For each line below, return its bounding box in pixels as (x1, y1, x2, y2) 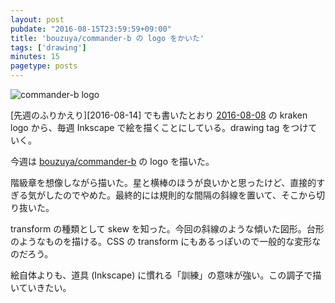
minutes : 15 (10, 52, 60, 62)
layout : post (10, 14, 65, 25)
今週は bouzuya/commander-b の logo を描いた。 (10, 156, 215, 167)
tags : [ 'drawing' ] (10, 42, 87, 53)
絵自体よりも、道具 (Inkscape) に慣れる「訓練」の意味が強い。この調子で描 (10, 269, 322, 281)
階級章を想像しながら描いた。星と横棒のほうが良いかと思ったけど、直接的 (10, 177, 317, 188)
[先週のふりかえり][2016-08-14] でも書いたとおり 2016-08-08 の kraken (10, 109, 308, 121)
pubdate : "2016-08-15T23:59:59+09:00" (10, 24, 172, 34)
